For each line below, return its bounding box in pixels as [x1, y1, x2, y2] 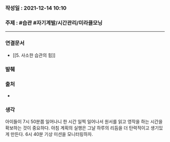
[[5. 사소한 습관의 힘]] [12, 52, 56, 58]
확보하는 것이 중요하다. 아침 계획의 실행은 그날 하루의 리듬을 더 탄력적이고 [5, 125, 150, 131]
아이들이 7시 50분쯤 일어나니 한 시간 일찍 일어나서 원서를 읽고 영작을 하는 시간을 [5, 119, 163, 125]
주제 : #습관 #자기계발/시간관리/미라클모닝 [5, 19, 103, 26]
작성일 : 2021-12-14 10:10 [5, 4, 67, 11]
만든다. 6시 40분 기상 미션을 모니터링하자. [10, 131, 94, 137]
